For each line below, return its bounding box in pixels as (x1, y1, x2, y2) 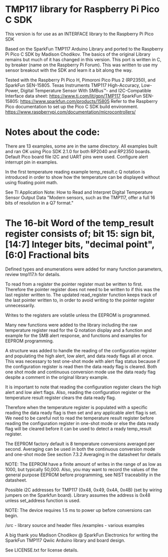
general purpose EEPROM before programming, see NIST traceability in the (5, 472, 161, 478)
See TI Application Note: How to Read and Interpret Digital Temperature (5, 189, 153, 195)
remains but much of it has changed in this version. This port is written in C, (5, 56, 161, 62)
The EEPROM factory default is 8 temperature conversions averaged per (5, 441, 155, 447)
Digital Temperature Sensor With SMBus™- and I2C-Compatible (20, 87, 151, 93)
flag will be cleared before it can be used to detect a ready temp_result (5, 426, 152, 432)
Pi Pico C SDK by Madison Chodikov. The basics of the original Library (5, 51, 151, 57)
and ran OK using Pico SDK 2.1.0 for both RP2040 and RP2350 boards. (5, 148, 151, 154)
